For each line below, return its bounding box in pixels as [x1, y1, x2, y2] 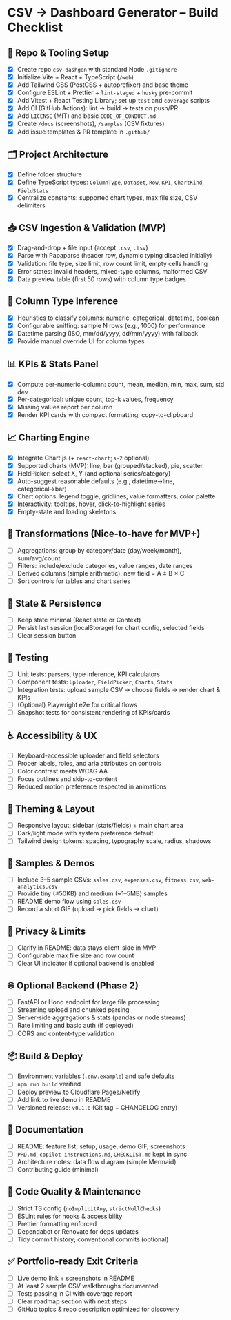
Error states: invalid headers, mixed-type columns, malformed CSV [17, 267, 208, 275]
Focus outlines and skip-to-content [17, 775, 117, 783]
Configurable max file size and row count [17, 951, 134, 959]
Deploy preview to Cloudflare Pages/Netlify [17, 1088, 141, 1096]
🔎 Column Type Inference [7, 295, 119, 307]
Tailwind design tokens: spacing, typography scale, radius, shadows [17, 837, 212, 845]
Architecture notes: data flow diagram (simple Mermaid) [17, 1157, 177, 1166]
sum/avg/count [17, 554, 61, 562]
